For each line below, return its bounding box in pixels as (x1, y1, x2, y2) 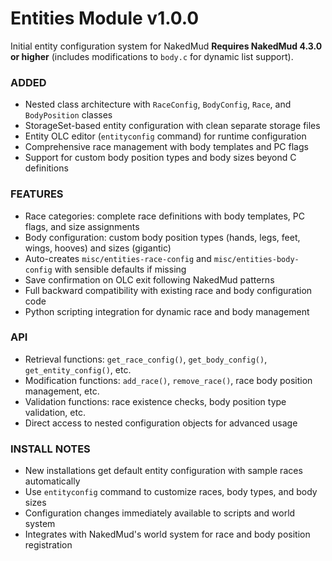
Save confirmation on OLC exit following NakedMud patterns (24, 273, 275, 286)
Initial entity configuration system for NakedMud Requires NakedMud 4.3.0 (10, 40, 323, 52)
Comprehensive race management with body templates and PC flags (24, 141, 309, 153)
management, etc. (24, 385, 100, 397)
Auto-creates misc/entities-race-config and (24, 252, 212, 264)
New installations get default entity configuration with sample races (24, 465, 303, 477)
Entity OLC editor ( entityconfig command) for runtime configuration (24, 130, 307, 142)
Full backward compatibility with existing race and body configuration (24, 284, 313, 296)
